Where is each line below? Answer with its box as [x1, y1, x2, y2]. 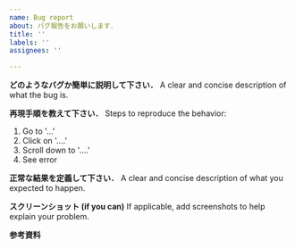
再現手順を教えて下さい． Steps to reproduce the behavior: [9, 108, 227, 119]
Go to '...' [21, 126, 55, 136]
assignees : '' [9, 46, 63, 55]
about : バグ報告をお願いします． [9, 21, 118, 30]
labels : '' [9, 37, 50, 47]
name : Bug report [9, 12, 74, 22]
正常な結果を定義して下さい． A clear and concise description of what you [9, 173, 284, 184]
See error [21, 154, 58, 165]
